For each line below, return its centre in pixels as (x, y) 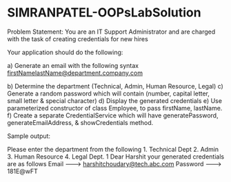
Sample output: (29, 136)
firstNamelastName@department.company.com (75, 73)
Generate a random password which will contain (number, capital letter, (109, 93)
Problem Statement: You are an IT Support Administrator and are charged (111, 32)
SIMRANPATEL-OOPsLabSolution (104, 13)
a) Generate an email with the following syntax (73, 65)
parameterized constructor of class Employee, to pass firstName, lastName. (115, 108)
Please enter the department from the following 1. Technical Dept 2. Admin (113, 149)
